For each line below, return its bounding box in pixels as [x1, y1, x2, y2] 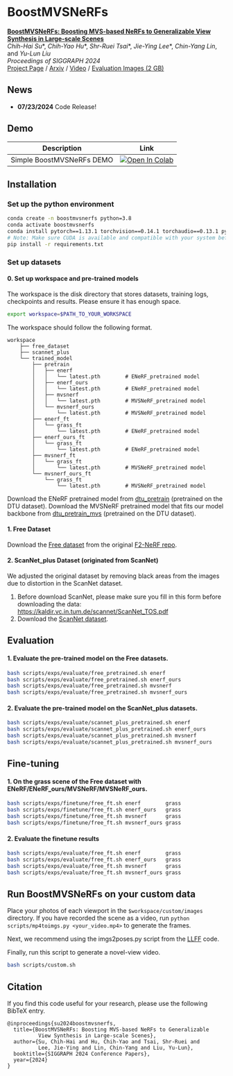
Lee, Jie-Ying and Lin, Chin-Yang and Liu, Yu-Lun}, [37, 1045, 194, 1052]
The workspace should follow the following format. [7, 323, 153, 332]
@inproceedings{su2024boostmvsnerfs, [7, 1021, 116, 1027]
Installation [7, 178, 57, 190]
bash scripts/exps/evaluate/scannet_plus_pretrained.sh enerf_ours [7, 726, 207, 733]
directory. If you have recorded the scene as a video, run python [7, 914, 190, 923]
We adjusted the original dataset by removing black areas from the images [7, 572, 220, 580]
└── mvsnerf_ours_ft [32, 470, 92, 477]
